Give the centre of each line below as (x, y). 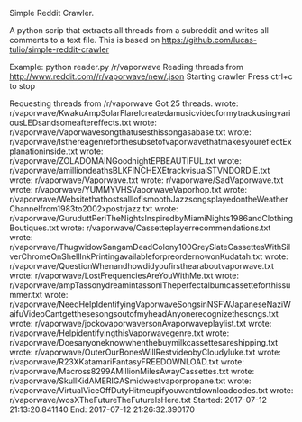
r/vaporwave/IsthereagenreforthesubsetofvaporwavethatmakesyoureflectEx (151, 142)
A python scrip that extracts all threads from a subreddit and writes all (139, 30)
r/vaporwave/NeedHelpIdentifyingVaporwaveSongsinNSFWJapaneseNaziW (150, 304)
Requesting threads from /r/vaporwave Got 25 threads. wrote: (124, 103)
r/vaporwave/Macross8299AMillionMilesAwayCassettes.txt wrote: (132, 371)
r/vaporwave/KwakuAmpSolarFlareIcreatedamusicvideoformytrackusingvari (150, 113)
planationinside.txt (44, 151)
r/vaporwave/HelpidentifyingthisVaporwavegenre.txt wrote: (119, 333)
